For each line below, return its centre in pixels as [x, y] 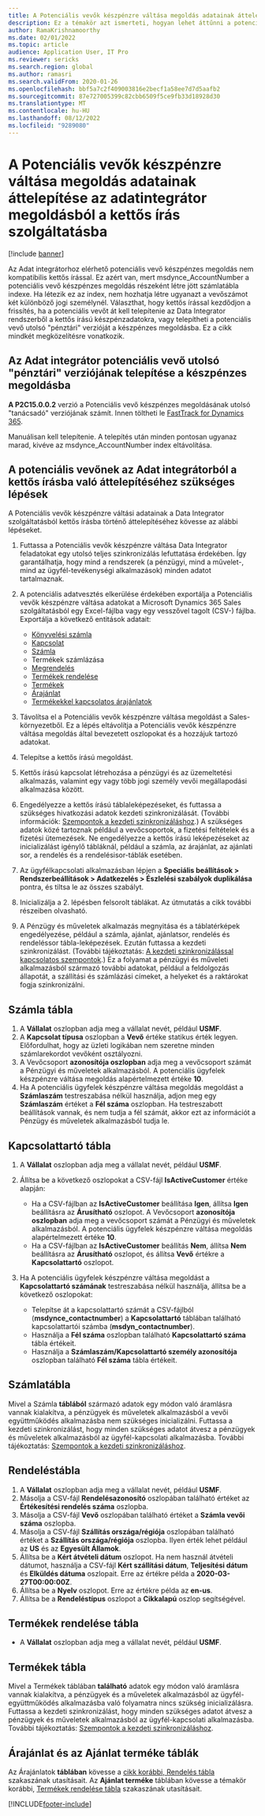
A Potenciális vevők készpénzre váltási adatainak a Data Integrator [116, 513]
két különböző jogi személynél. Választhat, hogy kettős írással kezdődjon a [129, 302]
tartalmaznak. [42, 579]
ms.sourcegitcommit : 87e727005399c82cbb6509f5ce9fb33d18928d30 [114, 96]
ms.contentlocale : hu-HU [49, 111]
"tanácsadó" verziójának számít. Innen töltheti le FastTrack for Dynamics [126, 413]
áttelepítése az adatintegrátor [108, 198]
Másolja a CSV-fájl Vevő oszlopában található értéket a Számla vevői [132, 1515]
